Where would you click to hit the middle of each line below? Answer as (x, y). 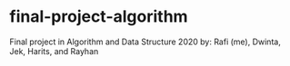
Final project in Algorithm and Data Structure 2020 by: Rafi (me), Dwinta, (145, 42)
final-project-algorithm (99, 17)
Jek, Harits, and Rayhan (54, 51)
